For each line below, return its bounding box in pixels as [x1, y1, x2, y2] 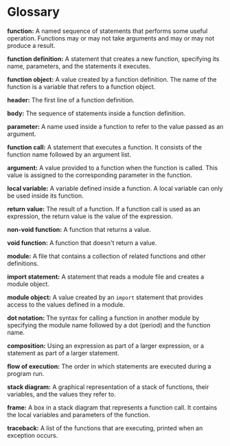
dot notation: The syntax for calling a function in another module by [7, 314, 200, 322]
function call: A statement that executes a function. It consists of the [7, 143, 203, 151]
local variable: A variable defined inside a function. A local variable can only [7, 184, 223, 192]
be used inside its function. [7, 191, 84, 200]
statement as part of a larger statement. [7, 349, 119, 357]
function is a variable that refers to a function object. [7, 82, 156, 91]
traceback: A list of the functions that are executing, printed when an [7, 423, 203, 432]
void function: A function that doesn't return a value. [7, 238, 157, 247]
